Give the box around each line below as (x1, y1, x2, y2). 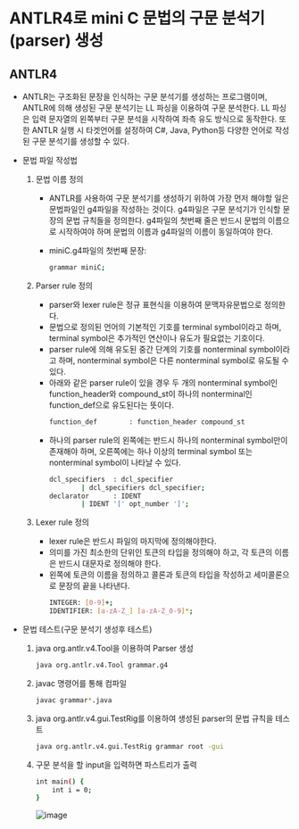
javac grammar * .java (35, 695, 112, 705)
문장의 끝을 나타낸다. (58, 581, 131, 592)
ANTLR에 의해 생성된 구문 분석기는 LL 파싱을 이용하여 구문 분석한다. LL (21, 103, 270, 112)
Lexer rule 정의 (35, 517, 89, 527)
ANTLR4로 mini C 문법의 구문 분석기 (9, 8, 265, 29)
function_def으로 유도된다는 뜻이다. (48, 399, 174, 410)
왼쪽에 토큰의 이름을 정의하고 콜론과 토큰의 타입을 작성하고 (48, 569, 252, 580)
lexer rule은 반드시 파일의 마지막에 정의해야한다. (48, 536, 217, 547)
